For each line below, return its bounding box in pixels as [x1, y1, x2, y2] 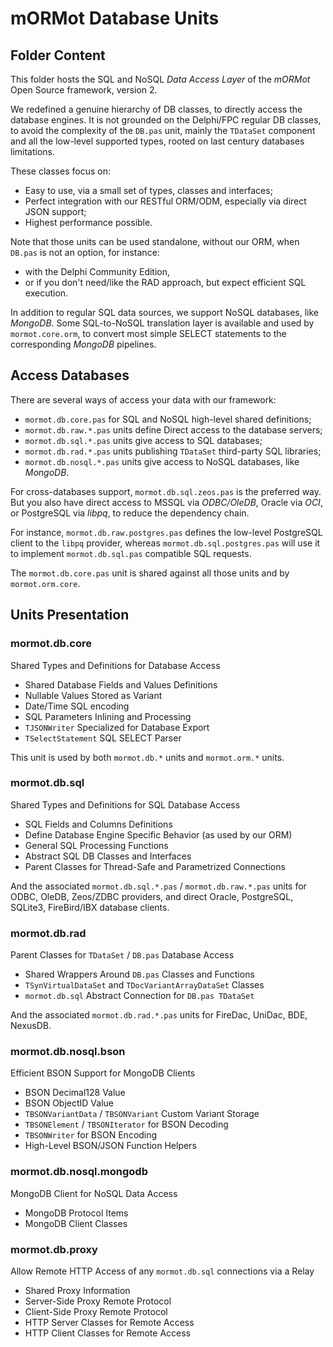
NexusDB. [10, 1020, 52, 1032]
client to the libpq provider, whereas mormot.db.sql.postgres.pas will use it [10, 537, 321, 549]
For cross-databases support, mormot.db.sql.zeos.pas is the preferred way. [10, 485, 322, 497]
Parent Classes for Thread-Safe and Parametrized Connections [24, 860, 286, 872]
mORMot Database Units [10, 7, 220, 30]
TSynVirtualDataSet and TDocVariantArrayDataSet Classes [24, 979, 265, 991]
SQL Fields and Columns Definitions [24, 818, 173, 830]
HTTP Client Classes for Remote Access [24, 1327, 191, 1339]
